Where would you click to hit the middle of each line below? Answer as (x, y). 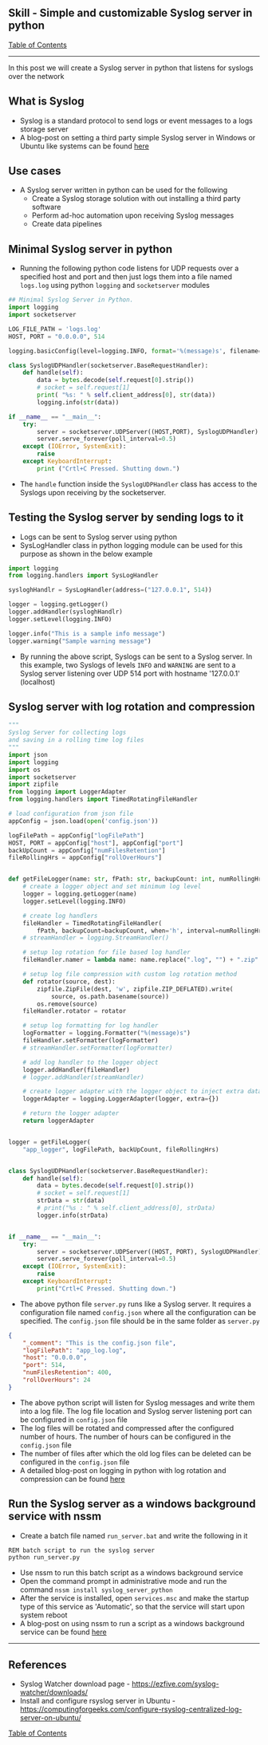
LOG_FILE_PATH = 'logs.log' (55, 329)
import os (25, 770)
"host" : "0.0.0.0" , (55, 1358)
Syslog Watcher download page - (75, 1684)
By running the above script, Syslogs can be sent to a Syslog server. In (136, 656)
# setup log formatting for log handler (91, 1026)
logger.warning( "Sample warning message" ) (80, 641)
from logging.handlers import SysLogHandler (83, 576)
